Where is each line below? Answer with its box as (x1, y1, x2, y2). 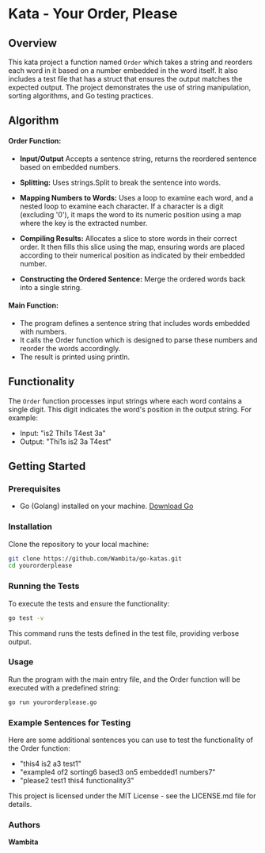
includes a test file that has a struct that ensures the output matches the (8, 75, 243, 83)
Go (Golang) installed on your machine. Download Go (19, 501, 194, 511)
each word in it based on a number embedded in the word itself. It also (8, 66, 239, 75)
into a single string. (19, 282, 82, 292)
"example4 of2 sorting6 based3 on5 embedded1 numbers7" (19, 767, 216, 777)
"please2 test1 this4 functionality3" (19, 775, 134, 785)
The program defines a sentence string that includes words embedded (19, 318, 251, 327)
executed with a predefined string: (8, 683, 120, 692)
